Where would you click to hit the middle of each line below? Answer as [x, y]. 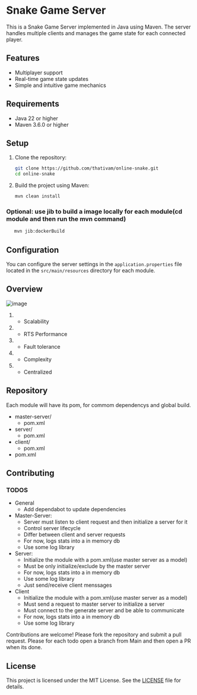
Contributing [30, 473]
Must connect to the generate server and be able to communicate [104, 611]
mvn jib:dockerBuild [39, 231]
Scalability [36, 321]
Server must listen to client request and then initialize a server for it [106, 522]
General [24, 503]
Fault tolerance [42, 346]
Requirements [33, 104]
